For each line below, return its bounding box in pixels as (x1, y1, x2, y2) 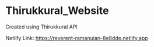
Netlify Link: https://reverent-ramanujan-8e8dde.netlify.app (5, 34, 148, 41)
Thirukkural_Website (5, 4, 109, 17)
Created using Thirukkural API (5, 23, 78, 30)
